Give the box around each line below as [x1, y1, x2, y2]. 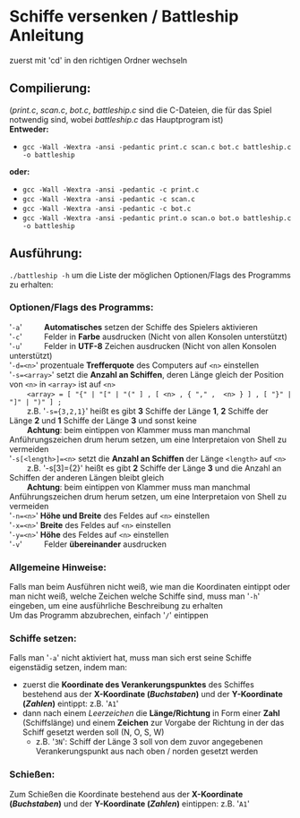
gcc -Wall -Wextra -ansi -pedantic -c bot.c [21, 204, 192, 213]
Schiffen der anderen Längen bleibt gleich [9, 472, 165, 482]
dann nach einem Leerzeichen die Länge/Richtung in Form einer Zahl [21, 708, 280, 719]
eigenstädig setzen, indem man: [9, 662, 128, 673]
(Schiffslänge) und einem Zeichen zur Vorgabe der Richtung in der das [21, 718, 285, 729]
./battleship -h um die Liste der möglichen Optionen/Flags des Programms [9, 269, 291, 280]
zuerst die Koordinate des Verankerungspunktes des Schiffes [21, 679, 255, 690]
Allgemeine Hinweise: [9, 561, 107, 574]
